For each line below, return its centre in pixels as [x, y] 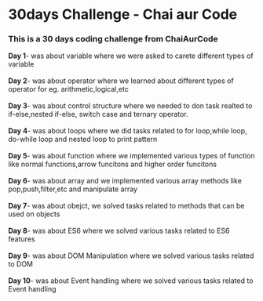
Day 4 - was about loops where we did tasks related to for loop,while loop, [128, 131]
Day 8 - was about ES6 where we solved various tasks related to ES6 [119, 231]
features [22, 239]
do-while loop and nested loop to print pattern [83, 140]
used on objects [34, 214]
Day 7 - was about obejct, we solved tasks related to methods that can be [126, 206]
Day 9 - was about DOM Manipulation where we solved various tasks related [131, 256]
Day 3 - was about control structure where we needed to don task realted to [130, 106]
